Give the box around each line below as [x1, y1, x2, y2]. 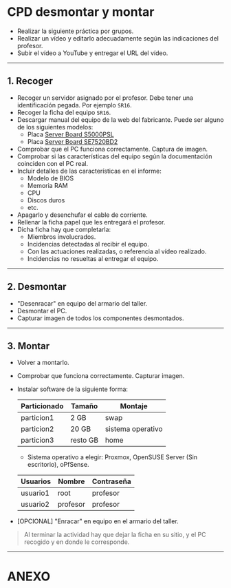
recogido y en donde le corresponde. [23, 538, 130, 546]
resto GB [69, 435, 98, 445]
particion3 [20, 435, 54, 445]
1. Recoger [7, 75, 54, 87]
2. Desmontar [7, 281, 67, 293]
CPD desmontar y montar [7, 4, 155, 20]
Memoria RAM [27, 181, 68, 189]
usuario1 [20, 488, 50, 498]
